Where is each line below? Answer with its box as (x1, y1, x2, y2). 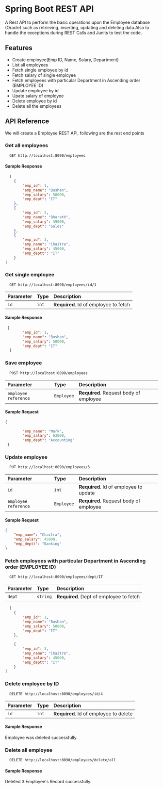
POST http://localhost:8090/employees (9, 370, 88, 376)
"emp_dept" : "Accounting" (22, 438, 75, 443)
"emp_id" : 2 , (22, 210, 49, 215)
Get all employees (5, 142, 49, 149)
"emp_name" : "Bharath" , (22, 214, 70, 219)
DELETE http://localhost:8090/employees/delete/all (9, 758, 116, 763)
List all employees (12, 62, 49, 67)
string (36, 594, 52, 600)
